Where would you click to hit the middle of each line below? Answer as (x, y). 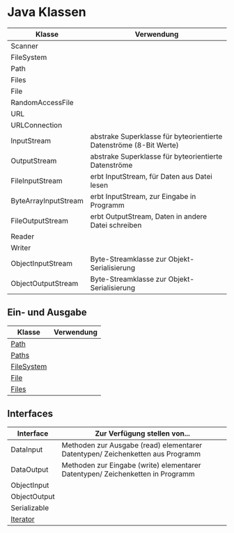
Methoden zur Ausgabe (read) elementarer (132, 445)
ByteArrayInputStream (47, 200)
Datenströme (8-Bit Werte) (134, 145)
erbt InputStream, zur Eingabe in (143, 196)
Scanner (24, 46)
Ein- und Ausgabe (47, 313)
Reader (23, 236)
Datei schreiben (116, 225)
